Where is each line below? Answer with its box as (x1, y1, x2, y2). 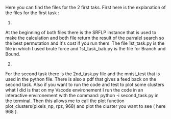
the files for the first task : (5, 10, 60, 16)
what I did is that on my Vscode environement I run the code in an (5, 87, 143, 93)
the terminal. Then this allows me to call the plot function (5, 98, 125, 104)
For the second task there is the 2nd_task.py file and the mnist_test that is (5, 71, 160, 77)
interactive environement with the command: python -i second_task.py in (5, 93, 159, 98)
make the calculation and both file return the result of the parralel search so (5, 35, 164, 41)
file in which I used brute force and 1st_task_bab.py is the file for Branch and (5, 46, 166, 51)
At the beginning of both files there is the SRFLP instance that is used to (5, 29, 157, 35)
